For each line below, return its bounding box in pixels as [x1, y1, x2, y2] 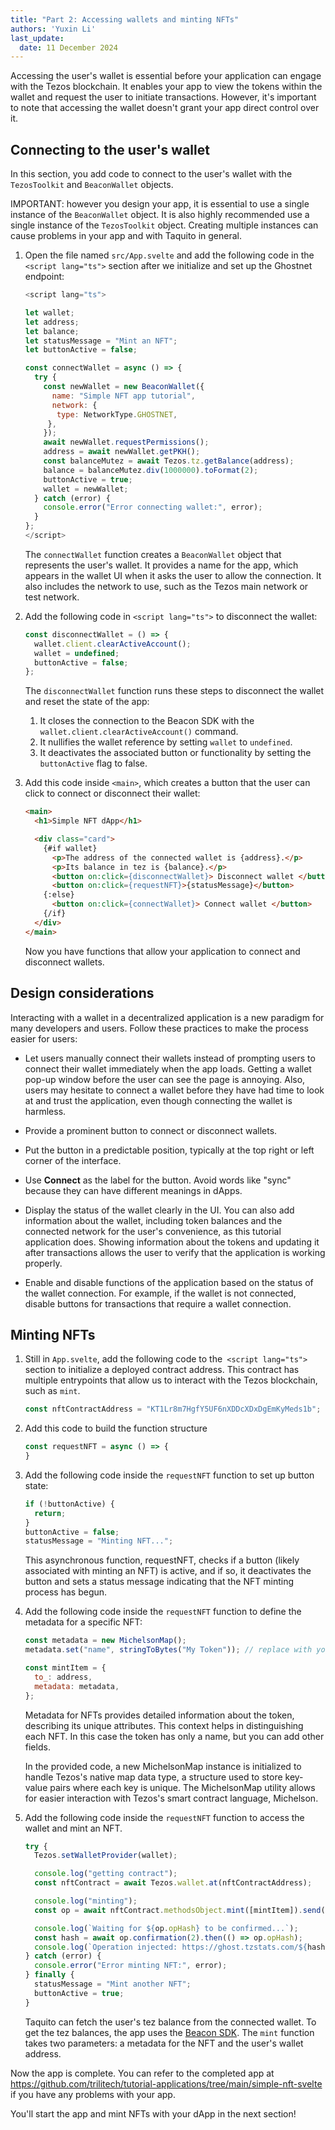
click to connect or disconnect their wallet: [24, 787, 201, 800]
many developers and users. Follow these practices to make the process [10, 1022, 309, 1034]
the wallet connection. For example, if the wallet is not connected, [24, 1287, 297, 1299]
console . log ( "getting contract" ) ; [34, 1869, 178, 1879]
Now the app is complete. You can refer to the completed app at [10, 2067, 275, 2079]
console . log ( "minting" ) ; [34, 1896, 138, 1906]
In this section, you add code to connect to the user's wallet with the [10, 168, 293, 180]
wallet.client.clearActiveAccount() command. [39, 726, 239, 738]
